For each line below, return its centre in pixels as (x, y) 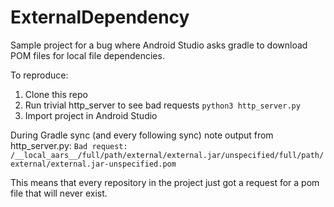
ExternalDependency (100, 17)
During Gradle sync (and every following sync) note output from (142, 135)
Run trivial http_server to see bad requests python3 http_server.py (162, 105)
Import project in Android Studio (91, 115)
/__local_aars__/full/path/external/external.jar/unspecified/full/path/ (167, 155)
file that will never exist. (59, 193)
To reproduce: (39, 75)
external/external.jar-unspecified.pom (93, 164)
